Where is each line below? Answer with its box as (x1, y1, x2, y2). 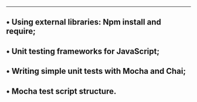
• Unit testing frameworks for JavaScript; (6, 46, 160, 56)
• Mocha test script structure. (6, 86, 117, 96)
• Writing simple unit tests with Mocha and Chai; (6, 66, 186, 76)
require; (6, 26, 36, 36)
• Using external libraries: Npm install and (6, 17, 161, 27)
